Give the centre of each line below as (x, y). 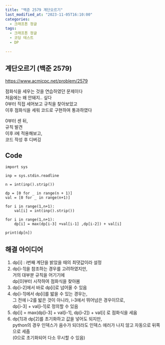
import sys (16, 167)
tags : (11, 29)
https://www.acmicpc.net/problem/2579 (46, 81)
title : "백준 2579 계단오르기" (34, 10)
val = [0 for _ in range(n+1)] (38, 198)
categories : (17, 19)
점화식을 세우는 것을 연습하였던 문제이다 (44, 91)
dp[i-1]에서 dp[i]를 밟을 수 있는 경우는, (50, 294)
